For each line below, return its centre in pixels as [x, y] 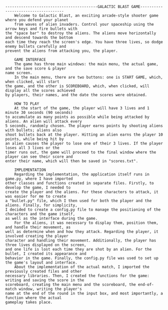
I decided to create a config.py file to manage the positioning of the [83, 210]
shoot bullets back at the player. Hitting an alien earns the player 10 [84, 135]
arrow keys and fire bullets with [41, 29]
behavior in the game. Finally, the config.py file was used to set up [82, 258]
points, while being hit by [35, 139]
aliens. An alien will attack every [44, 121]
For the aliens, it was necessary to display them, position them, [86, 223]
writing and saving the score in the [45, 280]
